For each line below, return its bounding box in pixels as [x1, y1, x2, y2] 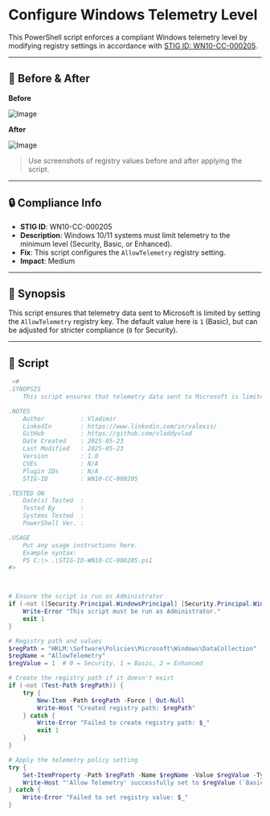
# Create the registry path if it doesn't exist [8, 674, 174, 682]
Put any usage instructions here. [22, 541, 138, 549]
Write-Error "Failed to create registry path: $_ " [37, 719, 211, 727]
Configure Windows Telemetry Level [8, 6, 258, 24]
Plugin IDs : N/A [22, 467, 99, 475]
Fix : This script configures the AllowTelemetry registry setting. [19, 248, 227, 257]
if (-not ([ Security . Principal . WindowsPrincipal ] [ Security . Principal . [8, 600, 253, 608]
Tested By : [22, 504, 84, 513]
